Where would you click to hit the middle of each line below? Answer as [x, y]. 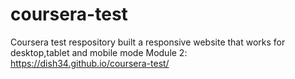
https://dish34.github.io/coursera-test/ [90, 63]
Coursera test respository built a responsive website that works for [148, 42]
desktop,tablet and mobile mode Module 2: [99, 52]
